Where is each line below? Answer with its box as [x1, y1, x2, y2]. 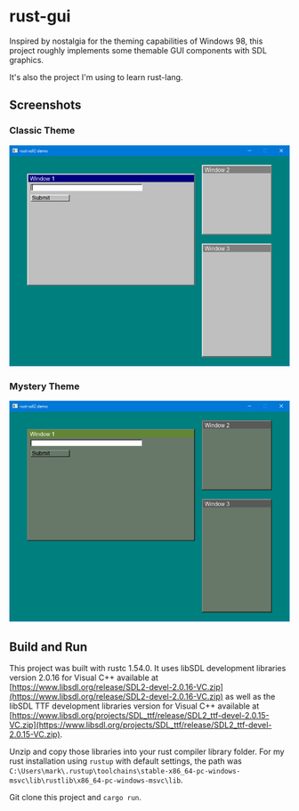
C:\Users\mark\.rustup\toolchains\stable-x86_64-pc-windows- [9, 767, 241, 776]
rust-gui [9, 6, 71, 27]
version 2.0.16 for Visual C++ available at [9, 672, 158, 683]
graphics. [9, 54, 44, 65]
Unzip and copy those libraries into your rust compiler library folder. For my [9, 746, 285, 758]
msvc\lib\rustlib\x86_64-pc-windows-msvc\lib [9, 776, 181, 785]
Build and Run [9, 639, 87, 654]
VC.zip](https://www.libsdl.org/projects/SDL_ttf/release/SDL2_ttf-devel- [9, 719, 272, 731]
